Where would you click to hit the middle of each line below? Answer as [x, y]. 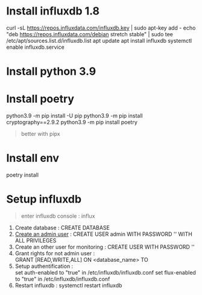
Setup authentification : [44, 266]
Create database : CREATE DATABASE [62, 227]
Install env [33, 158]
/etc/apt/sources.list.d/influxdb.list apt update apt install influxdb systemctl [99, 40]
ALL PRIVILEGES [36, 240]
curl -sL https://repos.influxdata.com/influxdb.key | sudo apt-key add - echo [101, 28]
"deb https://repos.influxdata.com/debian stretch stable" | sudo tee [90, 34]
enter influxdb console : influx [58, 216]
